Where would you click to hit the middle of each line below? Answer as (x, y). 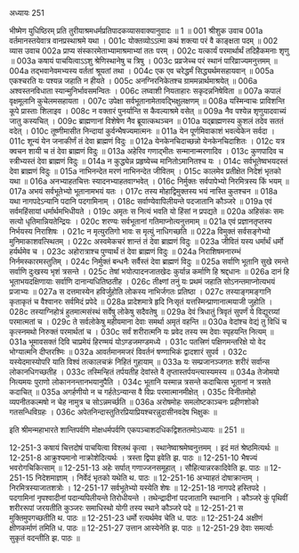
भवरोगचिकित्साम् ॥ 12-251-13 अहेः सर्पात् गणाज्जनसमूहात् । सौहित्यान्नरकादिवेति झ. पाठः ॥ (139, 468)
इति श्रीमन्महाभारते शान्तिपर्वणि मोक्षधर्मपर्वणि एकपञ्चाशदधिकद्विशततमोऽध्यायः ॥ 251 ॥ (127, 430)
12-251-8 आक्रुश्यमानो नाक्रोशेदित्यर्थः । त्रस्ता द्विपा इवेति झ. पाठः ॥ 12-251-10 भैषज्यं (133, 458)
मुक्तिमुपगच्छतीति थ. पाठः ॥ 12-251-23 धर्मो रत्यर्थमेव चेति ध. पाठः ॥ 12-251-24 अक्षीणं (136, 518)
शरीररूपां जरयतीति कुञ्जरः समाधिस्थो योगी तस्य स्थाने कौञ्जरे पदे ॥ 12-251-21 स (126, 508)
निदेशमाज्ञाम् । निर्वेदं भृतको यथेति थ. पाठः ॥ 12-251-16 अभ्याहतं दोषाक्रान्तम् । (147, 478)
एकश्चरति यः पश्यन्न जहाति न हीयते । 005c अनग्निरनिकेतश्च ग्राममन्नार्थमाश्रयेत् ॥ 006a (133, 81)
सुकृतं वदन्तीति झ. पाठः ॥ (44, 538)
